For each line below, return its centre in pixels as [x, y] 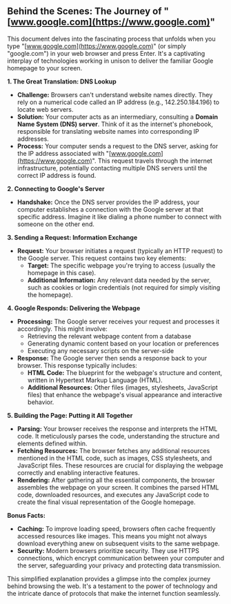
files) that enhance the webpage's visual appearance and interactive [125, 394]
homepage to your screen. [45, 68]
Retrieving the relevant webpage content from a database [109, 336]
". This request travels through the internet [152, 161]
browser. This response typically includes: [77, 365]
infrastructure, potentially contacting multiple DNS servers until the [112, 168]
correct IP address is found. [57, 175]
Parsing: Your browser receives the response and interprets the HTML [117, 429]
